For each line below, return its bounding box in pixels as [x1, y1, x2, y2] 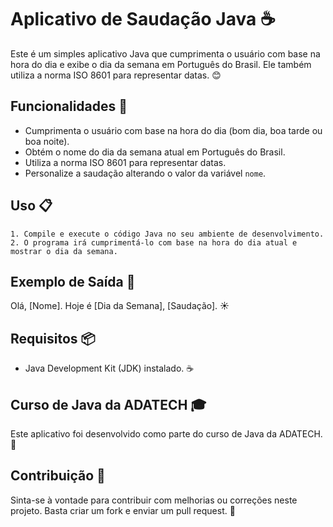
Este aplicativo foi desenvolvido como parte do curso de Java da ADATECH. [10, 428, 323, 440]
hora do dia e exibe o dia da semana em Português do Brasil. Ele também [10, 58, 312, 70]
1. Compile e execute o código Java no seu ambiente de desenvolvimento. [10, 229, 325, 239]
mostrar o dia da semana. [10, 246, 118, 256]
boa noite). [24, 135, 70, 147]
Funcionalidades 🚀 [10, 98, 128, 115]
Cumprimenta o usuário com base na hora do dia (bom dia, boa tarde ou [24, 124, 323, 136]
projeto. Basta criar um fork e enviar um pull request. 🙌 [10, 504, 236, 516]
